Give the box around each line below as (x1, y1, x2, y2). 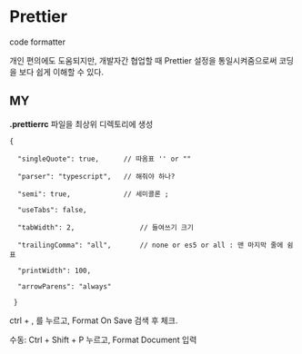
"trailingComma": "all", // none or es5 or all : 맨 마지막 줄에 (17, 241, 284, 250)
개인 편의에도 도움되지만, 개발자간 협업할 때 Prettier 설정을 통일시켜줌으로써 (9, 54, 277, 65)
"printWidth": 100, (17, 266, 92, 275)
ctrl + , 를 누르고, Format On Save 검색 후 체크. (9, 315, 178, 326)
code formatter (9, 36, 66, 47)
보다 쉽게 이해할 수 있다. (18, 66, 105, 77)
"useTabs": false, (17, 205, 88, 214)
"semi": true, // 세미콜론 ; (17, 189, 170, 199)
